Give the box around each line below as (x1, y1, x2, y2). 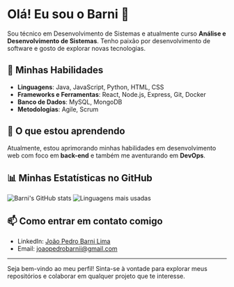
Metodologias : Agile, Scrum (17, 104, 99, 114)
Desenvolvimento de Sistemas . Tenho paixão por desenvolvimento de (7, 36, 211, 45)
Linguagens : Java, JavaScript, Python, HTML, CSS (17, 83, 164, 91)
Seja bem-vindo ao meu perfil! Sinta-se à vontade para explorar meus (7, 265, 208, 273)
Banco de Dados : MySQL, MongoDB (17, 98, 123, 106)
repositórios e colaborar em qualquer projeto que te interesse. (7, 272, 186, 281)
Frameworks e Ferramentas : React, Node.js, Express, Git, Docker (17, 90, 207, 98)
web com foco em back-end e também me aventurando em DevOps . (7, 151, 205, 160)
